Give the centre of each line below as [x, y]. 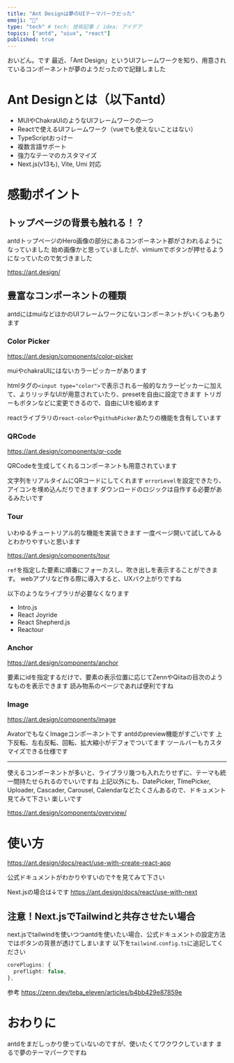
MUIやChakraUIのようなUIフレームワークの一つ [85, 121]
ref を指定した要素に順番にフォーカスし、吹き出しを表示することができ [110, 570]
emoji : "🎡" [23, 20]
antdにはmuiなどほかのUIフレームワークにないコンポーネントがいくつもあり [116, 314]
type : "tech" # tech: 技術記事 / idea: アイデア [75, 27]
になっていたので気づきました [50, 258]
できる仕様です [47, 751]
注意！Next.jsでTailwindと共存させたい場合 [101, 916]
